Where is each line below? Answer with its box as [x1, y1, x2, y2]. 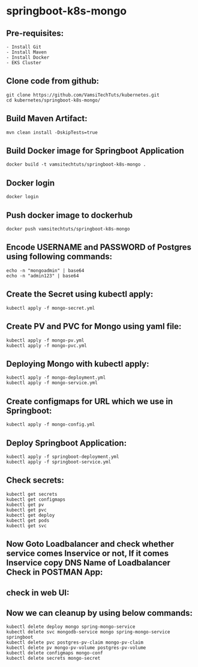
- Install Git [6, 44, 42, 50]
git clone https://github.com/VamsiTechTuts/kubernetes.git [6, 92, 160, 98]
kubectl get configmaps [6, 496, 66, 503]
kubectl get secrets [6, 491, 58, 497]
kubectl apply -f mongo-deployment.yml [6, 375, 106, 381]
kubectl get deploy [6, 512, 55, 518]
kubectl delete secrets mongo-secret [6, 656, 101, 662]
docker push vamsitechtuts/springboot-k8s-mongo [6, 226, 130, 232]
